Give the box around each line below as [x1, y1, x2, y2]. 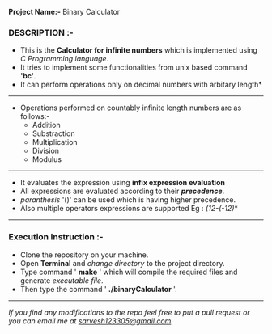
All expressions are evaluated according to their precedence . [19, 186, 225, 197]
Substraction [32, 129, 75, 138]
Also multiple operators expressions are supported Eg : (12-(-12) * [19, 204, 239, 214]
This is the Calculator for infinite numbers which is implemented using [19, 45, 257, 55]
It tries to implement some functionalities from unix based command [19, 62, 249, 72]
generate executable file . [19, 275, 104, 285]
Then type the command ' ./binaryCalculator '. [19, 284, 177, 294]
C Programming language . [19, 54, 109, 64]
